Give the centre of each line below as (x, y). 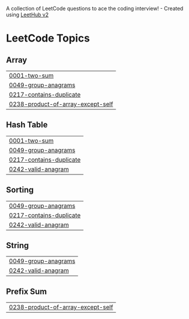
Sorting (20, 190)
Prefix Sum (27, 291)
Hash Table (27, 125)
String (17, 246)
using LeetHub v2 (27, 15)
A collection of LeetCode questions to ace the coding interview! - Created (95, 8)
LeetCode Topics (48, 38)
